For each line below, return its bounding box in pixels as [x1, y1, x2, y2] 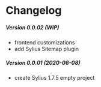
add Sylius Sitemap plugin [14, 46, 79, 53]
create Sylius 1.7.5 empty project [14, 74, 95, 82]
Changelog [5, 4, 62, 17]
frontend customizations [14, 39, 75, 46]
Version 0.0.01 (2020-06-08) [5, 59, 81, 66]
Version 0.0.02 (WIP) [5, 23, 60, 31]
